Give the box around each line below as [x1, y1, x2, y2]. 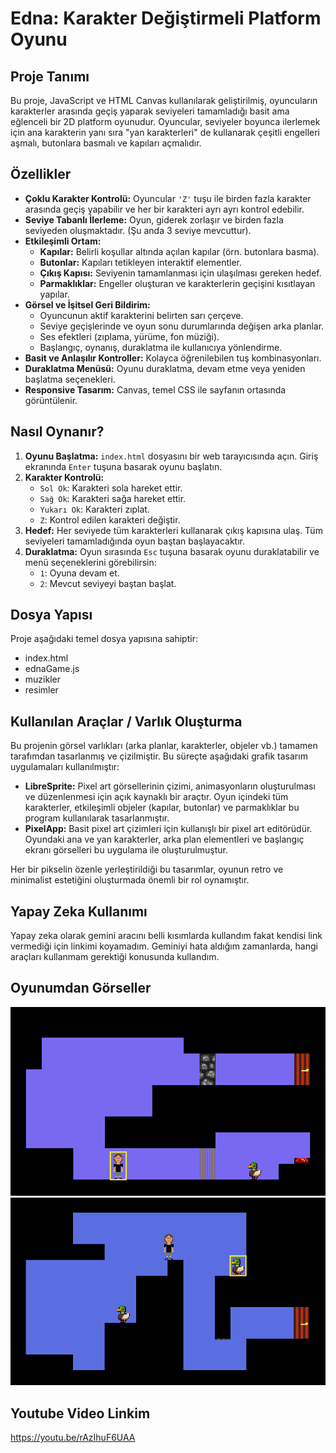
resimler [24, 684, 59, 696]
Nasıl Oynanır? [10, 423, 105, 441]
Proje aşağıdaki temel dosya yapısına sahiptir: [10, 633, 198, 645]
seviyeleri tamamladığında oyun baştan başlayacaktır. [24, 535, 246, 547]
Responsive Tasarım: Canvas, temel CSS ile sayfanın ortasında [24, 383, 287, 396]
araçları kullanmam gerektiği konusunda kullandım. [10, 951, 220, 963]
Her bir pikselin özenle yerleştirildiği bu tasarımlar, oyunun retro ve [10, 863, 284, 876]
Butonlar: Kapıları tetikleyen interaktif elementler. [39, 256, 242, 268]
